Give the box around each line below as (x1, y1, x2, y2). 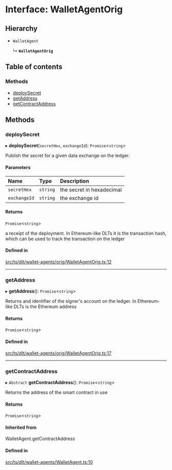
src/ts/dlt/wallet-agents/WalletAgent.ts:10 (5, 459, 93, 465)
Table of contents (5, 63, 62, 71)
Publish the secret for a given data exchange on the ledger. (5, 153, 130, 159)
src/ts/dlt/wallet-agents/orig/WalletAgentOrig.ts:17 (5, 350, 112, 356)
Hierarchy (5, 24, 38, 33)
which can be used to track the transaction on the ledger (5, 236, 125, 242)
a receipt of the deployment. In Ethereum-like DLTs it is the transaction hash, (5, 230, 167, 236)
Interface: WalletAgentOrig (5, 4, 123, 15)
